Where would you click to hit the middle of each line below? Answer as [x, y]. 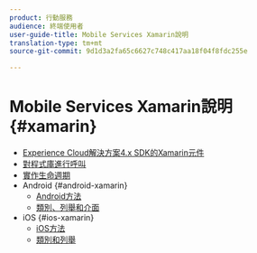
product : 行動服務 [41, 18]
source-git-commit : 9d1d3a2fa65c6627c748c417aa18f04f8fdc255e [128, 52]
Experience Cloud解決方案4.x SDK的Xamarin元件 [113, 153]
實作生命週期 [46, 175]
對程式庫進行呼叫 [54, 164]
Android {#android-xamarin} [75, 185]
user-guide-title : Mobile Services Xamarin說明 [99, 34]
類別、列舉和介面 [68, 208]
